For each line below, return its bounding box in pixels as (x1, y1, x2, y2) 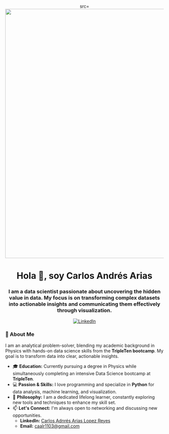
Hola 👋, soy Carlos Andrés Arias (17, 270, 152, 281)
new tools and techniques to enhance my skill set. (12, 399, 116, 405)
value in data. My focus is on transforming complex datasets (9, 295, 160, 302)
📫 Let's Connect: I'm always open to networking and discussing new (12, 405, 157, 411)
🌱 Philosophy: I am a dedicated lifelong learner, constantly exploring (12, 394, 155, 400)
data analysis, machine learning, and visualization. (12, 389, 117, 395)
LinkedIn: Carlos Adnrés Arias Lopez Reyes (20, 417, 111, 423)
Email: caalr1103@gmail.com (20, 423, 80, 429)
